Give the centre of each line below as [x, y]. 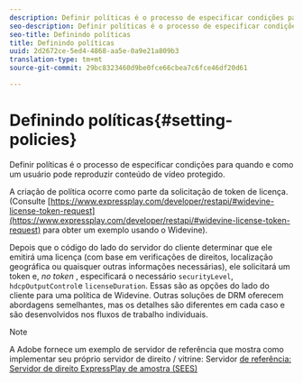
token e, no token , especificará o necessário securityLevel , [121, 276]
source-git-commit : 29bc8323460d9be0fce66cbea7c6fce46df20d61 [129, 68]
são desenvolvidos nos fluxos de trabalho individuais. [109, 314]
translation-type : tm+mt [56, 59]
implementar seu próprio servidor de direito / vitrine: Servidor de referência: [150, 359]
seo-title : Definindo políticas [70, 34]
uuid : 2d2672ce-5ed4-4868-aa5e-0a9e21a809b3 [94, 51]
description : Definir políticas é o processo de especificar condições [147, 18]
